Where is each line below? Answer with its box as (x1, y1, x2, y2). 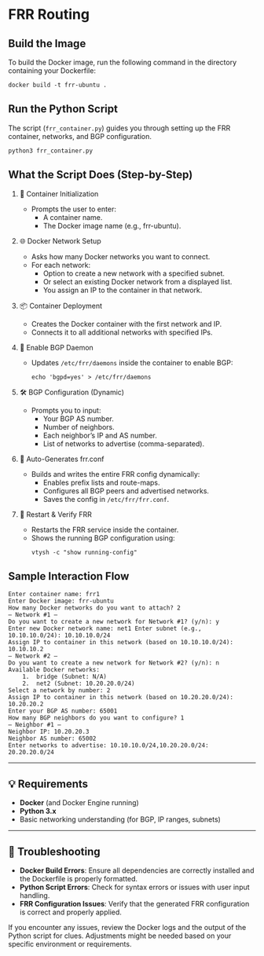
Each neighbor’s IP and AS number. (42, 430, 157, 440)
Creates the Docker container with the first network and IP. (31, 319, 222, 328)
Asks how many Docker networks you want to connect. (31, 251, 211, 261)
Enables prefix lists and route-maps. (42, 478, 160, 487)
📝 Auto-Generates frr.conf (19, 454, 104, 463)
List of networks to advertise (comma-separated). (42, 438, 205, 449)
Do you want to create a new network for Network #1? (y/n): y (8, 618, 220, 626)
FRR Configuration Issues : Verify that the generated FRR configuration (19, 899, 250, 909)
